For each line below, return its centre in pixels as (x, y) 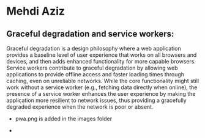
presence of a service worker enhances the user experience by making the (101, 94)
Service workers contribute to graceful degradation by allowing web (92, 68)
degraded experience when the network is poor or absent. (80, 107)
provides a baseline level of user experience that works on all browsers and (102, 55)
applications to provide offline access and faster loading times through (95, 74)
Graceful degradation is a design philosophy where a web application (94, 48)
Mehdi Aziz (36, 11)
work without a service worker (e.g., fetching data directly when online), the (102, 87)
